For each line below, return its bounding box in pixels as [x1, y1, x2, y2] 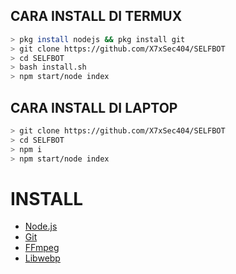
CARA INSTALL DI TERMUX [10, 8, 183, 25]
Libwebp [24, 252, 61, 264]
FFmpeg [24, 242, 60, 254]
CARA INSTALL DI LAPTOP [10, 99, 178, 116]
